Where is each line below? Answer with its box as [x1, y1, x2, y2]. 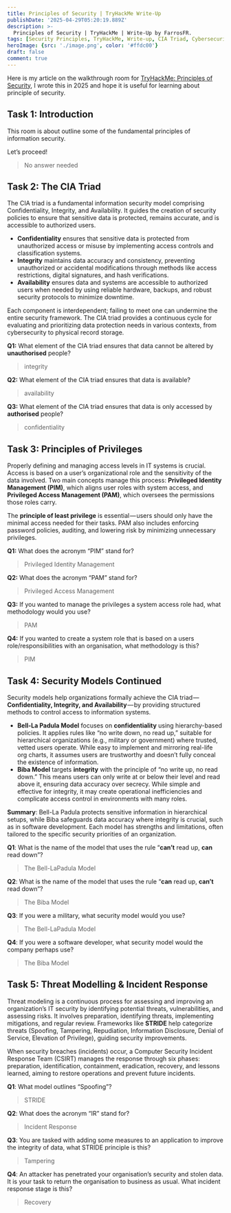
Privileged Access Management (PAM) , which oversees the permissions [7, 491, 215, 499]
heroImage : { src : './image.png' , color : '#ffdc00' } [7, 42, 158, 49]
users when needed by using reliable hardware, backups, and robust [16, 285, 212, 294]
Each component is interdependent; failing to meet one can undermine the [7, 306, 218, 314]
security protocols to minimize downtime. [16, 293, 135, 301]
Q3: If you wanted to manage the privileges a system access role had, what [7, 601, 221, 609]
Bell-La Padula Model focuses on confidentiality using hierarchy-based [16, 721, 222, 730]
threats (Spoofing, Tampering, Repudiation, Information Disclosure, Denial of [7, 1026, 224, 1034]
